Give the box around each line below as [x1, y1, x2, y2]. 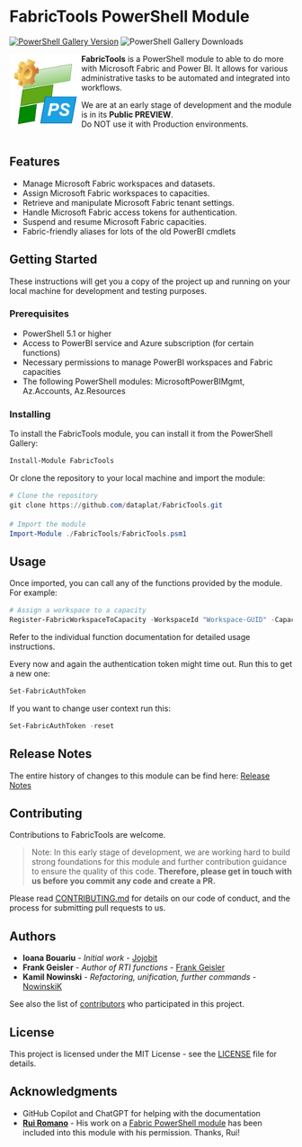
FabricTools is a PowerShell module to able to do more [81, 53, 285, 64]
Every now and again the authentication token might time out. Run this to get [9, 658, 293, 669]
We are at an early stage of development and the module [81, 99, 292, 110]
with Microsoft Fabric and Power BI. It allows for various [81, 63, 289, 74]
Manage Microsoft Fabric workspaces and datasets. [22, 178, 216, 189]
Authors [9, 929, 57, 944]
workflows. [81, 82, 123, 93]
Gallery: [9, 438, 39, 449]
